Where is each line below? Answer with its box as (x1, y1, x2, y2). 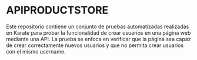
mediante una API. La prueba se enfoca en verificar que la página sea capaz (6, 35, 191, 42)
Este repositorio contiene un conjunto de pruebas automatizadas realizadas (6, 23, 189, 30)
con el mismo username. (6, 48, 66, 55)
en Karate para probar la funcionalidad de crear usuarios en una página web (6, 29, 191, 36)
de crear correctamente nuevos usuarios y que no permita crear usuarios (6, 42, 184, 49)
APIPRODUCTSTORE (6, 4, 109, 17)
